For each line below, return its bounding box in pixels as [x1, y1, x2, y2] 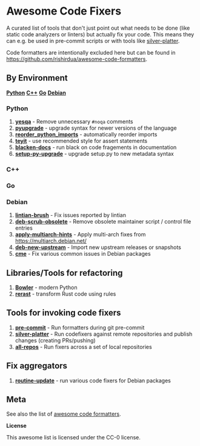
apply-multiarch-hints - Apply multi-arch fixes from [15, 231, 146, 238]
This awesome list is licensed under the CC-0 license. [6, 434, 141, 441]
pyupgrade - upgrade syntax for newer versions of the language [15, 124, 177, 131]
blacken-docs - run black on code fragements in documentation [15, 144, 177, 151]
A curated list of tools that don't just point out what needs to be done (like [6, 24, 190, 32]
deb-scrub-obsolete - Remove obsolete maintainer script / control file [15, 218, 192, 225]
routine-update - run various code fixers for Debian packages [15, 377, 171, 384]
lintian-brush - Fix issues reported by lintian [15, 211, 126, 219]
